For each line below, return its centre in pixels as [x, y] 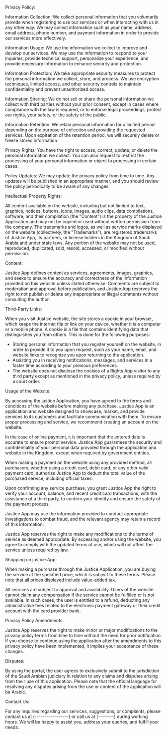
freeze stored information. [32, 140]
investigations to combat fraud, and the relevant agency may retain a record [83, 519]
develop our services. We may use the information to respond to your [76, 53]
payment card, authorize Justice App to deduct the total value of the [75, 473]
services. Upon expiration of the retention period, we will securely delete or [82, 135]
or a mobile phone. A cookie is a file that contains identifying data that [77, 329]
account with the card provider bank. [43, 611]
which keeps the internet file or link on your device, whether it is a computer [83, 324]
